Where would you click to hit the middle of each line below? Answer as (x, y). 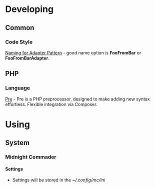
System (17, 143)
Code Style (19, 42)
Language (18, 88)
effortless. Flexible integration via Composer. (51, 104)
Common (20, 28)
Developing (29, 9)
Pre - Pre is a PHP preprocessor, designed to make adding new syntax (77, 99)
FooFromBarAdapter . (27, 58)
